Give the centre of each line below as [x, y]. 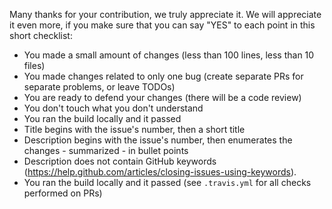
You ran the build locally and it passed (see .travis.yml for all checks [167, 182]
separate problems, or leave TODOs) [99, 87]
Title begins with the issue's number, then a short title [134, 129]
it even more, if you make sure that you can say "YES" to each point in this [162, 25]
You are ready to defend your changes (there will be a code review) [162, 97]
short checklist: [41, 35]
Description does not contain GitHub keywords [120, 161]
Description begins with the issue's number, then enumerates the [158, 140]
